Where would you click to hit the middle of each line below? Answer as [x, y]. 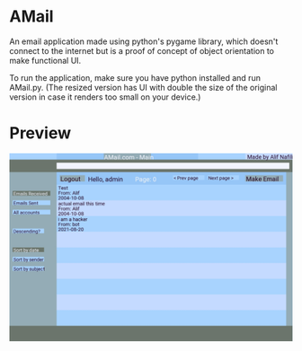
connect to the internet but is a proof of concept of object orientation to [142, 50]
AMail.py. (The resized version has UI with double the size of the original [143, 87]
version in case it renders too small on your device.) [105, 97]
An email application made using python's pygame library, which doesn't [144, 41]
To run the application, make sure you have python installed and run [135, 77]
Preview [40, 133]
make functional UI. [45, 60]
